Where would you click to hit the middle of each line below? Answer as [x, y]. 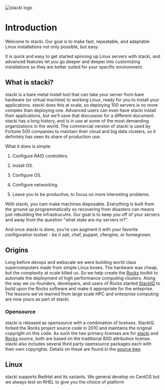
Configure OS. [27, 175]
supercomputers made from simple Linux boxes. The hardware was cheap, [82, 267]
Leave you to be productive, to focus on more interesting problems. [81, 194]
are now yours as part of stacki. [37, 299]
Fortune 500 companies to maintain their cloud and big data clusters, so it [81, 131]
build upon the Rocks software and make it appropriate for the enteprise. [79, 288]
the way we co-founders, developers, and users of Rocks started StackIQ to [83, 283]
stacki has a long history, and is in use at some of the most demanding [77, 121]
